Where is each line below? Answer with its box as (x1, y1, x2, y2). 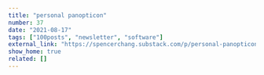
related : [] (8, 55, 47, 63)
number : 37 (8, 19, 44, 27)
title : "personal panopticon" (8, 11, 108, 20)
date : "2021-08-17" (8, 26, 72, 34)
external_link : (8, 41, 58, 48)
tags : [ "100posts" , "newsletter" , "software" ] (8, 33, 163, 41)
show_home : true (8, 48, 61, 55)
